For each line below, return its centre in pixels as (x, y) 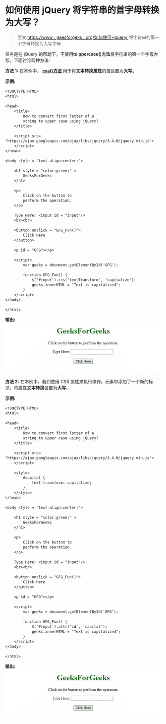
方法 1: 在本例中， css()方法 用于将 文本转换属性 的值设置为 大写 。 (71, 70)
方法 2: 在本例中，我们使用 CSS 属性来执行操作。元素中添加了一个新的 (77, 381)
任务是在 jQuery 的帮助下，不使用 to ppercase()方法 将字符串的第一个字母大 (82, 54)
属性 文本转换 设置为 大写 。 (44, 388)
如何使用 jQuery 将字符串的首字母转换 (82, 10)
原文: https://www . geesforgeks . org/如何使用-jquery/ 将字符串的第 (86, 37)
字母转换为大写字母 (41, 43)
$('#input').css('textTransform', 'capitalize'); (84, 280)
